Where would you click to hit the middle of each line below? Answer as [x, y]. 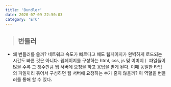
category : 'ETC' [22, 19]
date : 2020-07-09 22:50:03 [34, 15]
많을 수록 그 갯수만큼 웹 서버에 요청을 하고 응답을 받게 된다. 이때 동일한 [83, 67]
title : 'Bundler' [24, 10]
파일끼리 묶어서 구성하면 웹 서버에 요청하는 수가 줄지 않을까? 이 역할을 [87, 73]
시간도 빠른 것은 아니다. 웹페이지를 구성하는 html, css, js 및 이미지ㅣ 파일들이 [89, 61]
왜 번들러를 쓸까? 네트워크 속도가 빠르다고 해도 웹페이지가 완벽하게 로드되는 [87, 54]
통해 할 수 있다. [37, 79]
